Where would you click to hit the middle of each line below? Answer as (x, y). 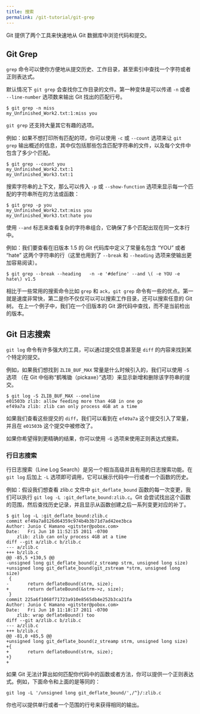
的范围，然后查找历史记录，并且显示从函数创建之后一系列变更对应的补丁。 (98, 505)
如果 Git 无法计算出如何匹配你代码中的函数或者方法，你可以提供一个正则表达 (100, 674)
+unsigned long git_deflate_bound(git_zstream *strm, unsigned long (93, 568)
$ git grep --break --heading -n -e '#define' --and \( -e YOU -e (93, 274)
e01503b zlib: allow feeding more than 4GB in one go (75, 402)
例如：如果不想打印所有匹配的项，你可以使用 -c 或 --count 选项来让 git (94, 138)
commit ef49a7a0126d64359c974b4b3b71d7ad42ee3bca (69, 521)
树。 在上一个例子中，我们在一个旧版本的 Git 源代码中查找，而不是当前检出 (98, 306)
